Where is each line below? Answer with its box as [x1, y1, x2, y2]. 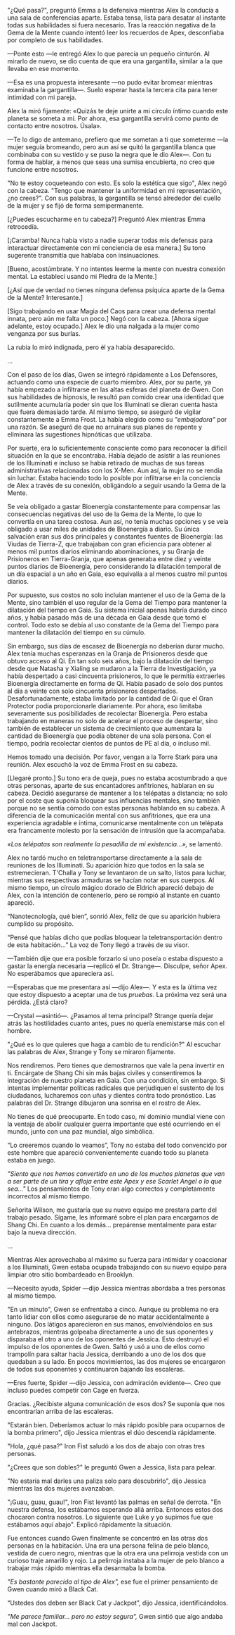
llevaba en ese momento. [7, 65, 81, 73]
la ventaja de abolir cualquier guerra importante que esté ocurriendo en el [7, 1120, 221, 1128]
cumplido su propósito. [7, 920, 74, 928]
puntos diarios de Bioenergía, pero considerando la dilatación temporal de [7, 563, 222, 570]
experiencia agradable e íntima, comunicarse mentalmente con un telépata [7, 819, 224, 827]
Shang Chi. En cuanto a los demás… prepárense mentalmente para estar [7, 1221, 217, 1229]
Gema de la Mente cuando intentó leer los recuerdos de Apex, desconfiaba [7, 28, 224, 37]
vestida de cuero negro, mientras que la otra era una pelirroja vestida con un [7, 1549, 229, 1557]
